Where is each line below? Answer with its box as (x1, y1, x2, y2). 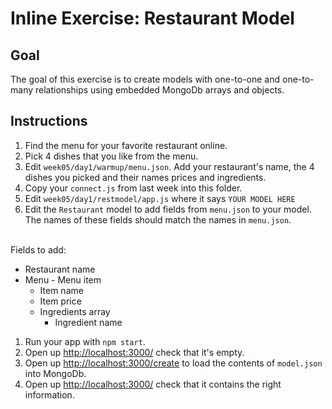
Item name (39, 284, 84, 296)
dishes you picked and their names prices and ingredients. (24, 171, 267, 183)
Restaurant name (24, 263, 96, 275)
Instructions (10, 113, 88, 130)
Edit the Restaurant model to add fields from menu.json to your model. (24, 203, 312, 215)
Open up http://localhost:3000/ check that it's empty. (24, 346, 245, 358)
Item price (39, 295, 82, 307)
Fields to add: (10, 243, 67, 256)
